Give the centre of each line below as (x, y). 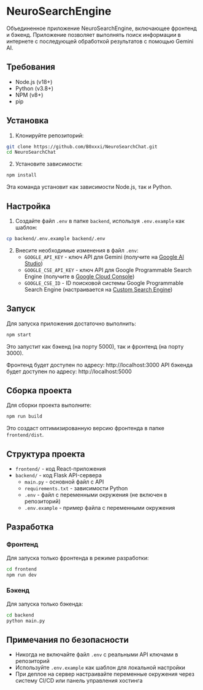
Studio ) (33, 263)
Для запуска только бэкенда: (45, 604)
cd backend (20, 615)
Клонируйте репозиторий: (49, 135)
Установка (28, 121)
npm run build (25, 417)
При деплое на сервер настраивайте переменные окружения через (105, 674)
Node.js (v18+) (34, 82)
